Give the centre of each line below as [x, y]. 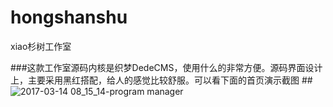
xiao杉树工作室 [41, 46]
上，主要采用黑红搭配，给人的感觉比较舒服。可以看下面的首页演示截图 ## [161, 80]
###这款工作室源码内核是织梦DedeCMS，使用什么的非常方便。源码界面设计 [166, 67]
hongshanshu [69, 17]
